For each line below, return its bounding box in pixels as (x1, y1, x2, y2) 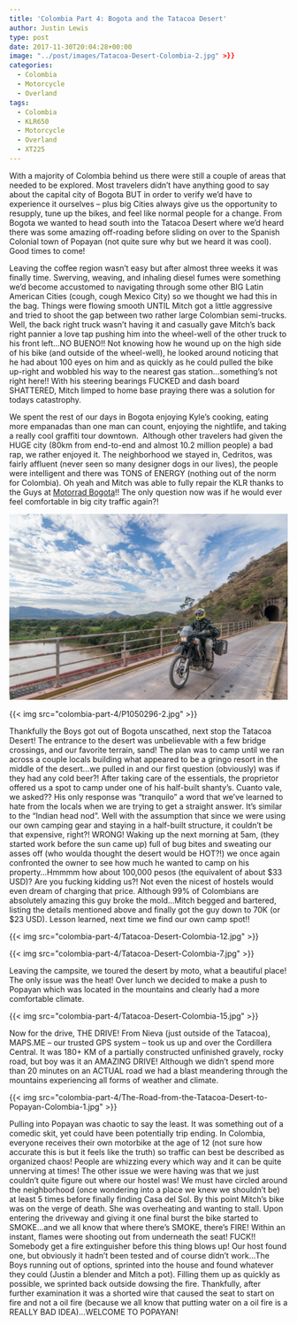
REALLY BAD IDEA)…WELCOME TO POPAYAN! (9, 1306, 179, 1317)
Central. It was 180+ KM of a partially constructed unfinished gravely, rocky (9, 1046, 285, 1057)
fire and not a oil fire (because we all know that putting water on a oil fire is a (9, 1297, 288, 1307)
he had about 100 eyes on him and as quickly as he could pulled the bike (9, 357, 274, 367)
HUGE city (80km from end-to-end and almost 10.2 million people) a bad (9, 439, 274, 451)
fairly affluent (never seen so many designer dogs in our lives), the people (9, 458, 278, 469)
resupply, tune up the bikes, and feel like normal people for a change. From (9, 208, 283, 219)
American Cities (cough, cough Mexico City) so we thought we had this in (9, 290, 278, 301)
